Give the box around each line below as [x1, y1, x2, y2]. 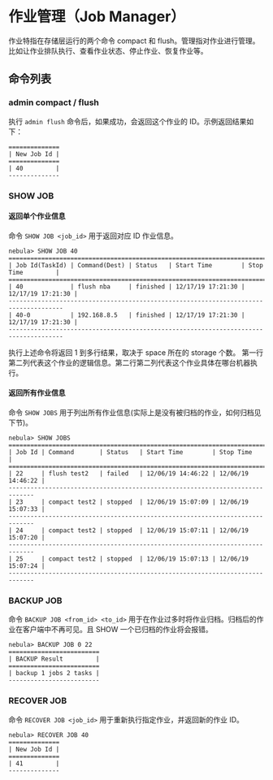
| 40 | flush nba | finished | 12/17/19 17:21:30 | [8, 282, 245, 291]
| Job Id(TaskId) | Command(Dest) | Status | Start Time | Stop [8, 261, 264, 269]
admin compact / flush [8, 97, 99, 108]
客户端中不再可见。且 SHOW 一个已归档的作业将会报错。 [22, 625, 213, 635]
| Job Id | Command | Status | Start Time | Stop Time [8, 448, 253, 456]
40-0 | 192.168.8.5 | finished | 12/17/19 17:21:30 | [15, 310, 245, 319]
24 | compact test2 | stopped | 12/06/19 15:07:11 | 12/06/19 [15, 526, 249, 535]
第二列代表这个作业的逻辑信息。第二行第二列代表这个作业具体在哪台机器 [8, 357, 250, 367]
